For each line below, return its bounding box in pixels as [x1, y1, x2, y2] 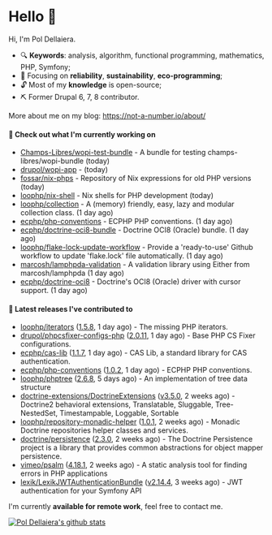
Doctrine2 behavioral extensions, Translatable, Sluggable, [19, 399, 214, 409]
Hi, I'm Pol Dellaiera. [8, 34, 76, 44]
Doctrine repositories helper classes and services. [19, 425, 188, 435]
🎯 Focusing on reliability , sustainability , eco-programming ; [19, 71, 223, 80]
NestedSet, [19, 408, 58, 418]
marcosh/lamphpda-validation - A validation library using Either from [19, 260, 250, 270]
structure [19, 382, 51, 392]
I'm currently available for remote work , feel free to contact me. [8, 502, 223, 511]
